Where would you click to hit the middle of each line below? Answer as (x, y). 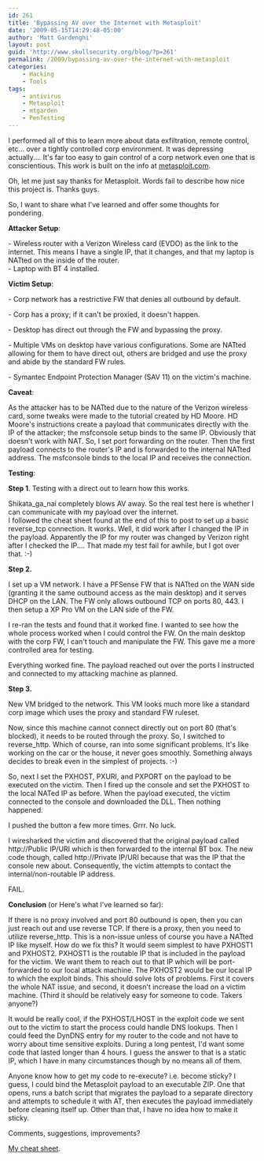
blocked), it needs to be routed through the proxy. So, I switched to (117, 736)
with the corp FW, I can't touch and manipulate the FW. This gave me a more (132, 641)
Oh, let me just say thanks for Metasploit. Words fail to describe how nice (126, 180)
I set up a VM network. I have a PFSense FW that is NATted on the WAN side (132, 584)
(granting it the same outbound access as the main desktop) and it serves (127, 593)
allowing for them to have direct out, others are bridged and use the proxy (128, 353)
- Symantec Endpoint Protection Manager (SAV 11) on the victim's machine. (130, 377)
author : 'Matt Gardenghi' (50, 37)
